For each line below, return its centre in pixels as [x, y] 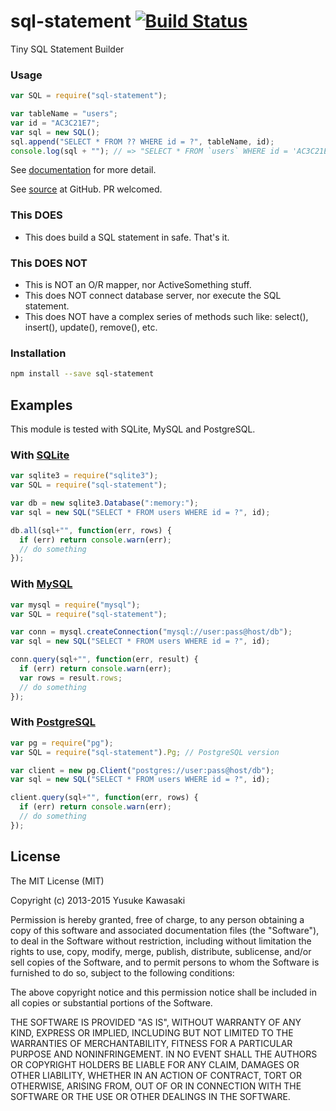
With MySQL [41, 584]
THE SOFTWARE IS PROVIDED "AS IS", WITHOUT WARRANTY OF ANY [156, 1022]
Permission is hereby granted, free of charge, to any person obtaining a [157, 919]
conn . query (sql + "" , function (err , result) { [104, 660]
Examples [41, 405]
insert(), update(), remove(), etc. [91, 327]
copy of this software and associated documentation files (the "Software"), [165, 930]
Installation [38, 353]
